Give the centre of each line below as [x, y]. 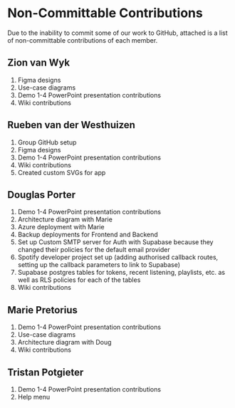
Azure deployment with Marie [61, 227]
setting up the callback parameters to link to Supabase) [99, 265]
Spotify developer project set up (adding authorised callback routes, [118, 257]
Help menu [34, 397]
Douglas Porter [42, 195]
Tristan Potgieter [46, 372]
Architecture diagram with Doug [64, 342]
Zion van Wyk [38, 63]
